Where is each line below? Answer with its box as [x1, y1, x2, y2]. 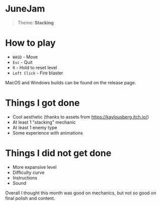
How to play [5, 37, 56, 49]
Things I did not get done [5, 148, 112, 159]
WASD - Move [12, 54, 38, 60]
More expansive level [12, 164, 57, 170]
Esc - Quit [12, 59, 33, 65]
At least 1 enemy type [12, 124, 57, 131]
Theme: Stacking [17, 20, 54, 26]
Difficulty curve [12, 169, 45, 175]
